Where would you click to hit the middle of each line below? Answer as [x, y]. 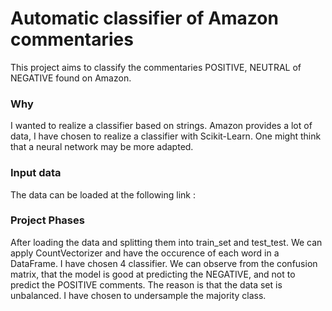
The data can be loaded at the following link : [103, 194]
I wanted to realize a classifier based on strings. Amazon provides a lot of [161, 126]
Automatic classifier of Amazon [144, 18]
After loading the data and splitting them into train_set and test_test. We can [166, 242]
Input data [36, 173]
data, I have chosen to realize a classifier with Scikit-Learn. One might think [166, 136]
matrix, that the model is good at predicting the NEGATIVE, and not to [153, 274]
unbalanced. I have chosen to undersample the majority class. [138, 295]
